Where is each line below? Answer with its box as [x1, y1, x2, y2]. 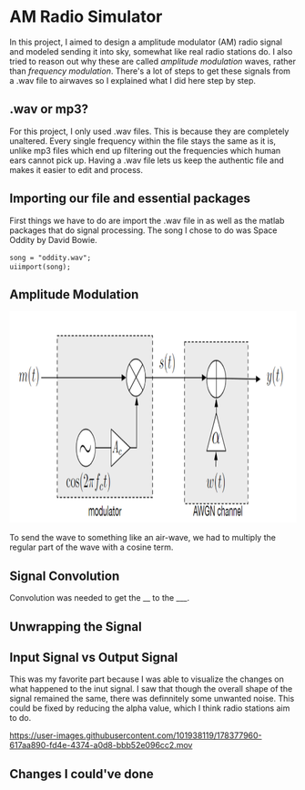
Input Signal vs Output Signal [9, 649, 178, 665]
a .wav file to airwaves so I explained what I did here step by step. [9, 75, 257, 86]
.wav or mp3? [9, 102, 89, 117]
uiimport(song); [9, 262, 71, 271]
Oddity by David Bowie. [9, 234, 97, 245]
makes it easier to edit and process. [9, 164, 144, 175]
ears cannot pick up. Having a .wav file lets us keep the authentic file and [9, 155, 284, 166]
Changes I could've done [9, 766, 155, 782]
